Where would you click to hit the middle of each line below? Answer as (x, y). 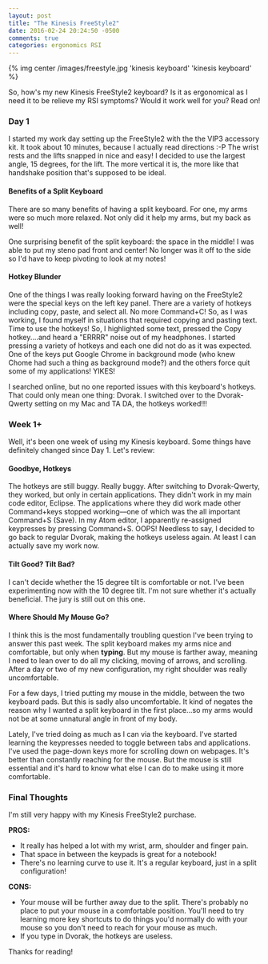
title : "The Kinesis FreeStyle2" (64, 23)
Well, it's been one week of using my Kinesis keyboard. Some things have (130, 442)
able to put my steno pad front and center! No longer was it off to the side (130, 250)
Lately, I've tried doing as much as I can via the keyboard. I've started (123, 734)
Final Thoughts (38, 797)
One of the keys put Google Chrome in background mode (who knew (122, 354)
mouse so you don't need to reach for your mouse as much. (118, 928)
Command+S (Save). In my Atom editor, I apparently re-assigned (115, 520)
